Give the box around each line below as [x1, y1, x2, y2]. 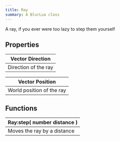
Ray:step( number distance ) [8, 119, 78, 126]
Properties [5, 40, 39, 49]
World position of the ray [8, 87, 67, 94]
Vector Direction [10, 55, 51, 62]
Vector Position [18, 79, 56, 86]
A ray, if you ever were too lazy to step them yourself [5, 26, 115, 32]
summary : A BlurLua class [5, 12, 59, 17]
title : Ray [5, 7, 28, 13]
